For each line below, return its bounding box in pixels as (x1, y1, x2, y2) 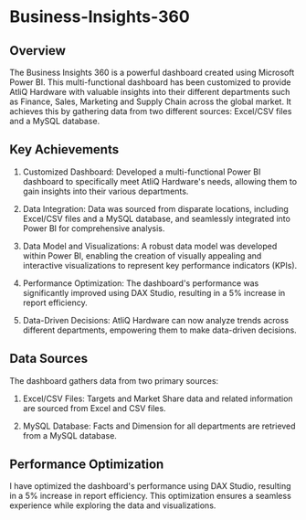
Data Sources (9, 351, 89, 366)
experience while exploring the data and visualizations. (9, 500, 216, 511)
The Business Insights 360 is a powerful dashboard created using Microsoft (9, 67, 295, 78)
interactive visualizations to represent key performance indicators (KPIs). (22, 260, 298, 271)
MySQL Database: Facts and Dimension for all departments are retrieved (22, 420, 296, 431)
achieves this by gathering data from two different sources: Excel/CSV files (9, 106, 292, 116)
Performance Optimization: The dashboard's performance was (22, 277, 259, 289)
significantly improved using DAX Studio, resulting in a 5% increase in (22, 287, 286, 298)
